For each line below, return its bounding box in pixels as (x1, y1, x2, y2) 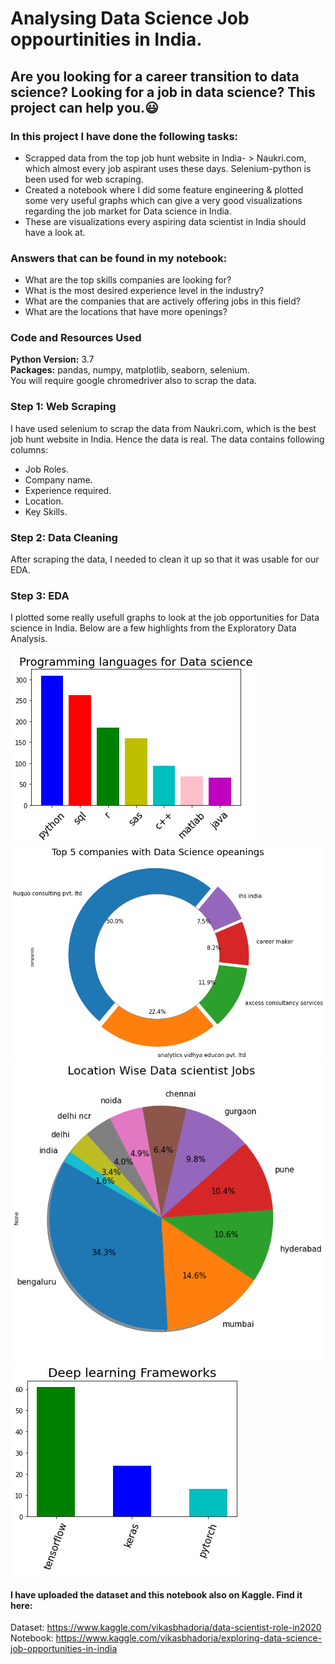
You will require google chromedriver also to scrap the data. (10, 375, 257, 387)
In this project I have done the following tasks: (10, 129, 239, 143)
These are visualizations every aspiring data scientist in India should (24, 215, 307, 227)
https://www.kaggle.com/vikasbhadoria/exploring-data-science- (55, 1632, 323, 1644)
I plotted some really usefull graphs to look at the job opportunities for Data (10, 612, 320, 624)
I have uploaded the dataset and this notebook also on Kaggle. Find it (10, 1588, 303, 1601)
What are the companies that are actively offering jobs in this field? (24, 295, 301, 307)
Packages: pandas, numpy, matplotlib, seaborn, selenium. (10, 364, 250, 376)
